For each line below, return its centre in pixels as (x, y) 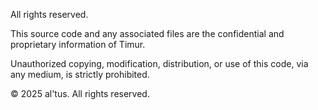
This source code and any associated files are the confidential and (147, 33)
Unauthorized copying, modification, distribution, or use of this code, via (159, 63)
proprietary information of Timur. (78, 44)
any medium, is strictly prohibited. (80, 74)
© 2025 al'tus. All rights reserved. (80, 93)
